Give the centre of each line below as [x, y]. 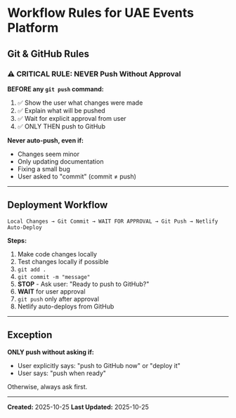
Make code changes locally [57, 254]
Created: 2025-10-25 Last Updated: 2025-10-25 [78, 407]
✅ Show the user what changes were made [80, 103]
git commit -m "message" [54, 277]
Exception [30, 335]
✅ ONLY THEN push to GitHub [61, 126]
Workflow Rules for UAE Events [101, 13]
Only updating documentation [60, 161]
